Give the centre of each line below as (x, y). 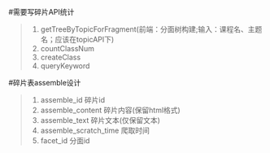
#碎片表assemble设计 (45, 83)
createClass (61, 57)
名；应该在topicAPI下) (77, 39)
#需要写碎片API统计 (41, 12)
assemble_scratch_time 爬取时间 (95, 130)
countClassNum (67, 48)
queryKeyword (65, 66)
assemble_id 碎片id (73, 100)
